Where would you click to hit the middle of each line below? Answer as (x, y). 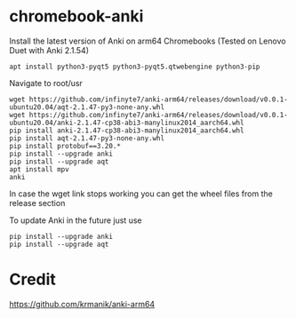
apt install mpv (39, 169)
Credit (32, 279)
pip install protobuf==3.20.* (65, 146)
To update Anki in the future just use (76, 220)
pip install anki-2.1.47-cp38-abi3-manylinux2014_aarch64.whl (127, 131)
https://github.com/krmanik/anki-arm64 (82, 304)
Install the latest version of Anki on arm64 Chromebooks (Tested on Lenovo (148, 41)
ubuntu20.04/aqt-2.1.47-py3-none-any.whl (87, 107)
